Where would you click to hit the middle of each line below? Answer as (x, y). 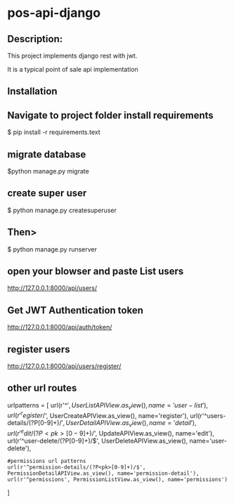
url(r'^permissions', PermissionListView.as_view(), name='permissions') (118, 479)
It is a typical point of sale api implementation (73, 69)
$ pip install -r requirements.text (54, 132)
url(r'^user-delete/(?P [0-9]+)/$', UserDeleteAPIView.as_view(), (98, 440)
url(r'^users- (208, 415)
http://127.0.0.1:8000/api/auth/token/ (60, 327)
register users (39, 349)
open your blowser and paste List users (96, 272)
